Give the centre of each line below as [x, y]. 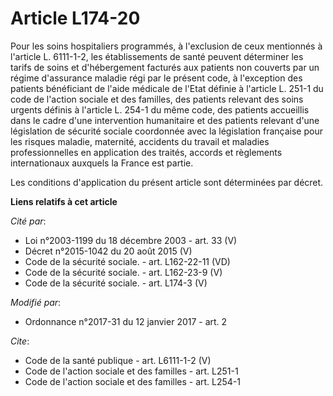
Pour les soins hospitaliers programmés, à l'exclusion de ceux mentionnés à [166, 46]
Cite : [20, 341]
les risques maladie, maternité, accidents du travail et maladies [140, 141]
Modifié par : [36, 302]
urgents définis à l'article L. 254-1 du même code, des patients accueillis [160, 109]
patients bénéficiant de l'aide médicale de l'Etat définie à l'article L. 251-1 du [167, 88]
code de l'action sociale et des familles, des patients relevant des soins [157, 99]
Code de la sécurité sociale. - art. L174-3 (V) [116, 283]
